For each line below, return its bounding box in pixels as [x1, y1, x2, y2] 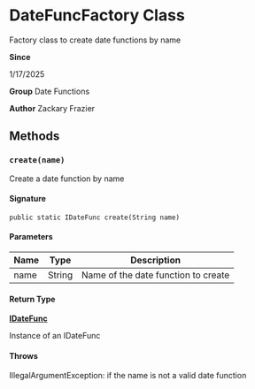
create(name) [9, 156, 66, 165]
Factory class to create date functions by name [9, 34, 182, 45]
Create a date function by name [9, 173, 125, 184]
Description [129, 254, 182, 266]
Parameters [9, 232, 53, 242]
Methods [9, 129, 60, 144]
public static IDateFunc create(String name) [9, 213, 180, 222]
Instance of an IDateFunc [9, 331, 101, 341]
